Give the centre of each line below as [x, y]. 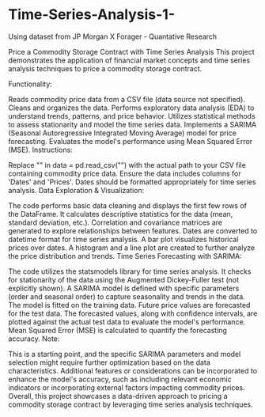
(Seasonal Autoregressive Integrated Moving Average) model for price [123, 133]
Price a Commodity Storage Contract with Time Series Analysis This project [131, 51]
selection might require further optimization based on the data [110, 362]
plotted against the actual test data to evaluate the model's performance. [127, 321]
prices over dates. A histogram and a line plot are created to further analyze [132, 248]
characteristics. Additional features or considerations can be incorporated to [133, 370]
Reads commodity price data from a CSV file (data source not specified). [127, 99]
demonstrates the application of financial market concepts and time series [129, 60]
